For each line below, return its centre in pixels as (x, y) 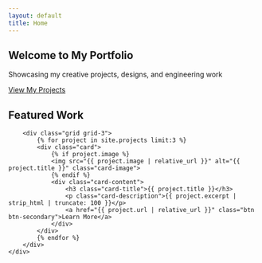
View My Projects (37, 90)
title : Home (28, 23)
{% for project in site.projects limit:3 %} (112, 140)
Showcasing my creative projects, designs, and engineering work (115, 75)
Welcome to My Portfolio (71, 55)
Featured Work (46, 115)
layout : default (35, 16)
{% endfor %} (59, 238)
